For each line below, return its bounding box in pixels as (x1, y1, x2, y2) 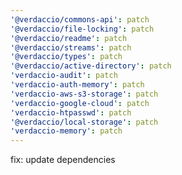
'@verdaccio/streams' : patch (10, 42, 132, 53)
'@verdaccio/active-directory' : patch (10, 61, 172, 71)
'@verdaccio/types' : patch (10, 52, 123, 62)
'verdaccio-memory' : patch (10, 126, 123, 136)
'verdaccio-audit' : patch (10, 71, 118, 81)
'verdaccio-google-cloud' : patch (10, 98, 150, 108)
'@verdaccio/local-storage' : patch (10, 117, 159, 127)
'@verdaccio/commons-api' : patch (10, 14, 150, 25)
